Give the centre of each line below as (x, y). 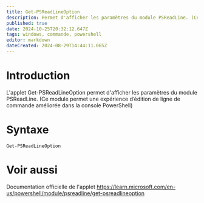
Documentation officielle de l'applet (51, 187)
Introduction (38, 76)
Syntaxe (28, 130)
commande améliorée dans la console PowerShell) (70, 105)
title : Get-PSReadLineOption (43, 12)
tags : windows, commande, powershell (54, 35)
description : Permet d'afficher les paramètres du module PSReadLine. (97, 18)
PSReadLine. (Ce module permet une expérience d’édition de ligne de (93, 99)
